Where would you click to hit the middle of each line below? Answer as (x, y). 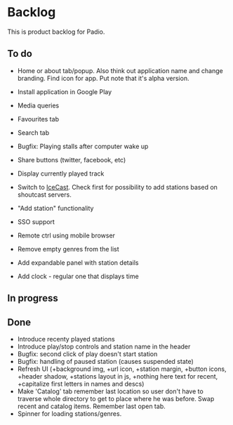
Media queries (38, 105)
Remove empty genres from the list (68, 249)
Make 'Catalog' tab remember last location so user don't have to (110, 391)
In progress (33, 298)
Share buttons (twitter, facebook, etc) (72, 159)
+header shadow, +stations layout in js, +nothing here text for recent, (118, 376)
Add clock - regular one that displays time (78, 276)
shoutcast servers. (44, 195)
